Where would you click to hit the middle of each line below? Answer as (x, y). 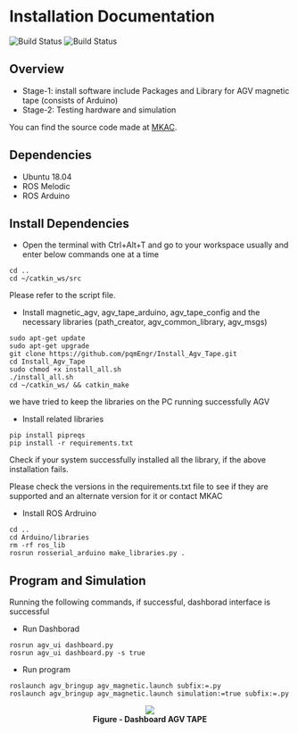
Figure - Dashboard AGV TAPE (150, 720)
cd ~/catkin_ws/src (46, 279)
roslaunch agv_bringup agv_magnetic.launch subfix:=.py (115, 686)
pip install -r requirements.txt (71, 444)
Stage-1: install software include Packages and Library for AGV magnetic (156, 90)
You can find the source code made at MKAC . (93, 127)
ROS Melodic (46, 186)
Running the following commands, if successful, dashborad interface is (140, 602)
